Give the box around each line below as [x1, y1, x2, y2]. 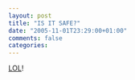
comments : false [8, 34, 63, 42]
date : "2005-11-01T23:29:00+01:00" [8, 26, 128, 34]
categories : [8, 42, 48, 50]
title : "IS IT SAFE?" [8, 19, 81, 27]
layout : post [8, 11, 52, 20]
